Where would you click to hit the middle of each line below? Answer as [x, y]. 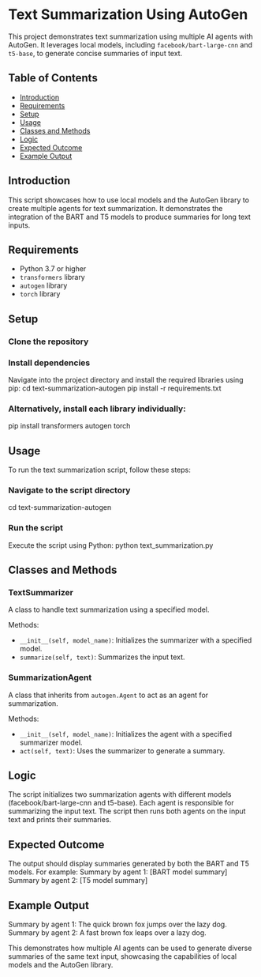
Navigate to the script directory [69, 490]
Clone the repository [48, 341]
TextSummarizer [41, 592]
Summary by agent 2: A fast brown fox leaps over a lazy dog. [107, 933]
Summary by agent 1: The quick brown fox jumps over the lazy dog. [117, 924]
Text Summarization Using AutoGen [128, 15]
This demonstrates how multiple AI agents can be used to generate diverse [130, 948]
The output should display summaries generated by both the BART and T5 [129, 864]
